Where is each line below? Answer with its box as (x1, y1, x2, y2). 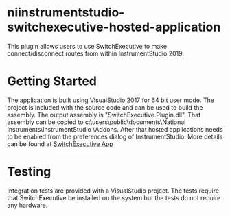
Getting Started (7, 73, 97, 89)
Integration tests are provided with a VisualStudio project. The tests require (7, 187, 220, 195)
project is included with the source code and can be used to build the (7, 103, 204, 111)
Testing (7, 164, 51, 180)
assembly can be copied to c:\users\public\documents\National (7, 118, 186, 126)
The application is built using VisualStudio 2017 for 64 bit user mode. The (7, 96, 215, 104)
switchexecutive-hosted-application (7, 19, 221, 35)
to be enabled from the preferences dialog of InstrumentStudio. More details (7, 132, 223, 141)
